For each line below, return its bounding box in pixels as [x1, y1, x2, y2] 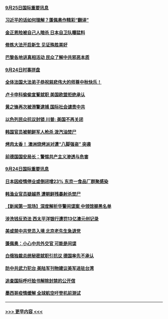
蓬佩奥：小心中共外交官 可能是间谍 [5, 240, 76, 246]
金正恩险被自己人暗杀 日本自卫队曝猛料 [5, 29, 85, 35]
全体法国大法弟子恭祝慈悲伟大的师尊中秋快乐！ [5, 79, 101, 85]
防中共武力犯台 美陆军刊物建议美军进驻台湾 [5, 265, 94, 271]
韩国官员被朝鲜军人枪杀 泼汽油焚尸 [5, 128, 76, 135]
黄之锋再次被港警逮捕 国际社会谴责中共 [5, 104, 85, 110]
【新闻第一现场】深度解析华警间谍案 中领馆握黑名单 [5, 203, 111, 209]
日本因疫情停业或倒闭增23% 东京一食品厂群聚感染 [5, 178, 108, 184]
